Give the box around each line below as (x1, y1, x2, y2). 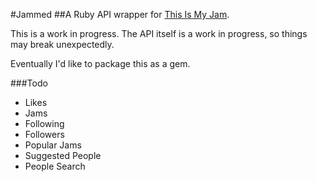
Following (24, 118, 65, 129)
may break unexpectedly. (10, 39, 115, 50)
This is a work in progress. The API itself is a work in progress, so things (10, 28, 308, 39)
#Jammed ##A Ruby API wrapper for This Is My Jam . (10, 9, 230, 20)
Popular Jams (24, 139, 82, 151)
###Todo (10, 77, 48, 89)
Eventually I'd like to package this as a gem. (10, 58, 191, 69)
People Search (24, 160, 86, 172)
